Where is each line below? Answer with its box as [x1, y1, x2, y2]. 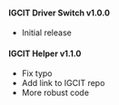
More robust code [21, 87, 90, 99]
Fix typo [21, 68, 53, 79]
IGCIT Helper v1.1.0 [8, 48, 82, 59]
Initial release [21, 27, 72, 38]
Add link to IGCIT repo [21, 78, 105, 89]
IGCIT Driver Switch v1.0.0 [8, 7, 111, 18]
